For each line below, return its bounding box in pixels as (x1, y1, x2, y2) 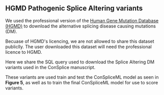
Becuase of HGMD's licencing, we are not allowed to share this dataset (5, 38, 154, 44)
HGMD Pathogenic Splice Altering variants (5, 4, 143, 13)
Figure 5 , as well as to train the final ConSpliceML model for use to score (5, 79, 158, 85)
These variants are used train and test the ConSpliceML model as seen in (5, 74, 159, 80)
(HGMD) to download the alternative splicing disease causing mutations (5, 23, 156, 29)
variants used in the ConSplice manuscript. (5, 64, 96, 70)
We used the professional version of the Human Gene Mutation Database (5, 17, 159, 23)
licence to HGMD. (5, 49, 42, 55)
